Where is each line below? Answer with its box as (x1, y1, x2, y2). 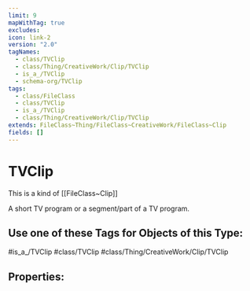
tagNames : (8, 48, 41, 56)
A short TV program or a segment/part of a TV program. (8, 204, 190, 213)
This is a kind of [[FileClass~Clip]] (8, 188, 118, 197)
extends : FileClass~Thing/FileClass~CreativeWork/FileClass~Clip (8, 121, 226, 129)
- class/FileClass (15, 92, 76, 100)
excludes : (8, 26, 41, 34)
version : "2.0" (8, 41, 58, 49)
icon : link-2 (8, 33, 51, 42)
